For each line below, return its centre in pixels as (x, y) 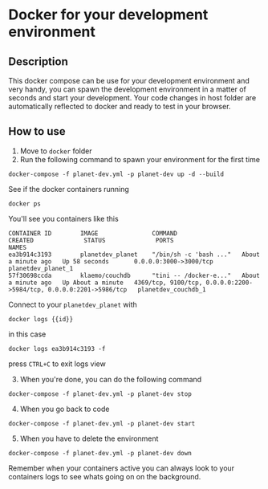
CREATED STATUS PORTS (91, 240)
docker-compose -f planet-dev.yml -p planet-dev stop (100, 394)
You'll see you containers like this (63, 218)
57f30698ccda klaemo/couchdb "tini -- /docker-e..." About (134, 275)
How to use (37, 131)
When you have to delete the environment (89, 438)
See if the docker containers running (69, 189)
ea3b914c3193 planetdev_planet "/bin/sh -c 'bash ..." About (134, 255)
